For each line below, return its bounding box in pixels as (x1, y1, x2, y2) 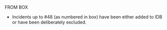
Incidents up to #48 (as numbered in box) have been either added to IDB (12, 14, 162, 19)
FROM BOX (5, 4, 28, 10)
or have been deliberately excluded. (12, 19, 87, 25)
